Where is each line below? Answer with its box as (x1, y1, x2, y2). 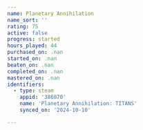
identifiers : (7, 81, 45, 88)
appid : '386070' (19, 94, 67, 101)
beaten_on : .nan (7, 62, 54, 68)
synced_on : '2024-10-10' (19, 106, 91, 113)
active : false (7, 29, 48, 37)
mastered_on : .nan (7, 74, 60, 82)
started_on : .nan (7, 55, 57, 62)
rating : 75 (7, 23, 39, 30)
